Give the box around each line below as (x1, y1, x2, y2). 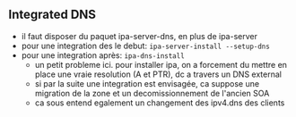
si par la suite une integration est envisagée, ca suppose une (34, 78, 260, 88)
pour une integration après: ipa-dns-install (21, 49, 185, 61)
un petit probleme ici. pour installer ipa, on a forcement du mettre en (34, 59, 288, 70)
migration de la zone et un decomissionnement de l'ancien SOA (34, 88, 270, 98)
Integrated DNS (8, 7, 96, 22)
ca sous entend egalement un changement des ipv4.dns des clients (34, 97, 285, 108)
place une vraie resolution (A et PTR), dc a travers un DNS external (34, 69, 282, 79)
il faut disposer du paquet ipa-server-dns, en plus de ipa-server (21, 30, 257, 41)
